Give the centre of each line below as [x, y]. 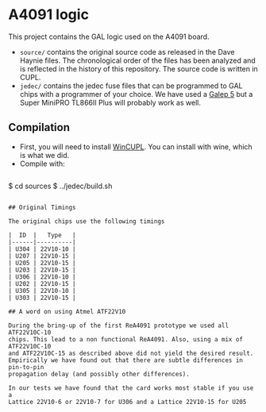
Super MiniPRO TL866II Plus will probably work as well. [110, 102]
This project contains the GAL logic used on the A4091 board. [109, 37]
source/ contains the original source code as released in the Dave [127, 52]
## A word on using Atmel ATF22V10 [67, 311]
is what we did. [44, 155]
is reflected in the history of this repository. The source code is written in [139, 68]
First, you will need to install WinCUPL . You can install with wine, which [136, 146]
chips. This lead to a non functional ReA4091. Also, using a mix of [126, 339]
